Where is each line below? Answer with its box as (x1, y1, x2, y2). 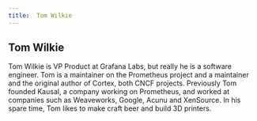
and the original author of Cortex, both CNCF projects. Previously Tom (8, 78, 237, 88)
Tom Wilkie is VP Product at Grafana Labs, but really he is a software (8, 62, 232, 71)
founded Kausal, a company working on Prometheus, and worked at (8, 87, 230, 96)
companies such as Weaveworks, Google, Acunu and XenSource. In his (8, 96, 241, 105)
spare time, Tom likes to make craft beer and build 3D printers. (8, 104, 212, 113)
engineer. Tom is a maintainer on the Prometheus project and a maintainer (8, 70, 249, 80)
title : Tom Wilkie (8, 11, 73, 20)
